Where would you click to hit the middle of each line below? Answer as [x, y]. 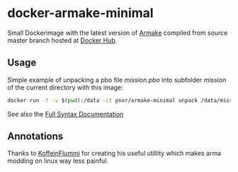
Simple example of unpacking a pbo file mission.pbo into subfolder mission [117, 80]
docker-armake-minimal [80, 13]
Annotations [35, 136]
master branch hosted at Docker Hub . [62, 40]
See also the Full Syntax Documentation [66, 114]
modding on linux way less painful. [58, 161]
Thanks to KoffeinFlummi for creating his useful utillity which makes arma [114, 154]
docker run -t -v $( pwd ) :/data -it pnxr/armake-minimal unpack [103, 100]
